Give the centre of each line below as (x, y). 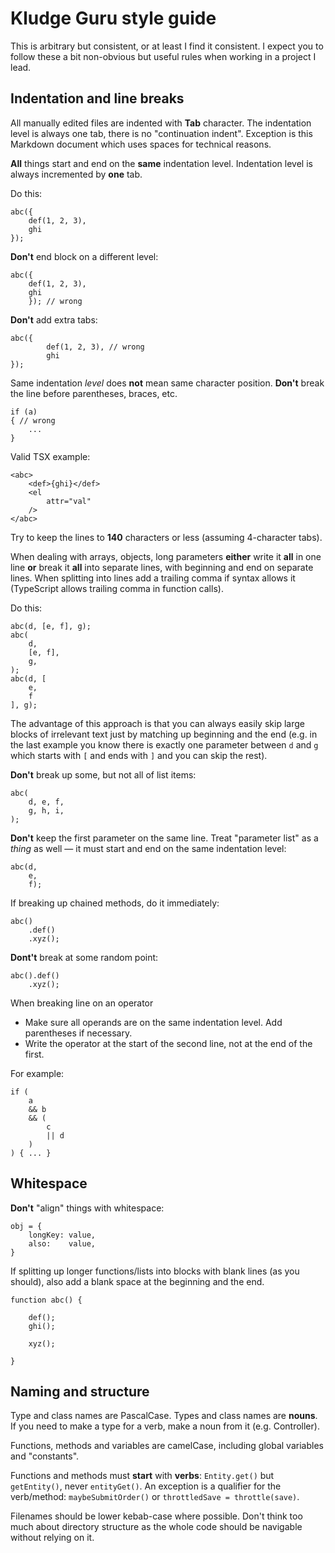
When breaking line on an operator (82, 1003)
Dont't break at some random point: (84, 957)
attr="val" (69, 501)
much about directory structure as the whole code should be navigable (156, 1527)
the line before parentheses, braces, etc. (94, 393)
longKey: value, (62, 1235)
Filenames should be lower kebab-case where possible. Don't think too (156, 1516)
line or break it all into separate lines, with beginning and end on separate (162, 567)
